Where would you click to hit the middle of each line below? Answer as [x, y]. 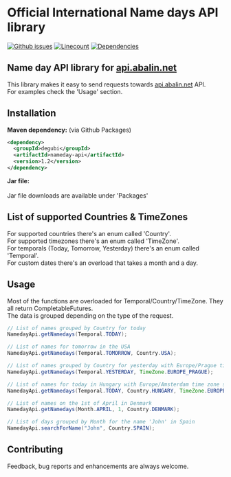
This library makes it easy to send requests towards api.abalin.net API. [107, 84]
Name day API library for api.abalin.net [92, 68]
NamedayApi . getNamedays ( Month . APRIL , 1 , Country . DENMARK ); [93, 410]
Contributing [35, 450]
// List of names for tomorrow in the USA [69, 347]
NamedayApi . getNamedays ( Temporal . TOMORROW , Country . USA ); [92, 353]
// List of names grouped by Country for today [77, 328]
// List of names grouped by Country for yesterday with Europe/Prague [112, 366]
